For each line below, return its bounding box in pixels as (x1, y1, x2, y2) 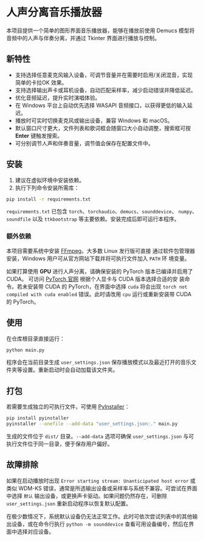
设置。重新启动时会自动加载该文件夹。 (22, 366, 118, 374)
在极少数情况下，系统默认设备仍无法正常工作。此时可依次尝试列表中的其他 (6, 512, 192, 520)
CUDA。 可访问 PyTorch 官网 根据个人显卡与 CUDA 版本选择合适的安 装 (6, 275, 185, 283)
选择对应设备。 (16, 528, 55, 535)
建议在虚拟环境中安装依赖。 (15, 176, 85, 184)
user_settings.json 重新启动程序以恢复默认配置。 (6, 500, 132, 507)
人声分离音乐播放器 (6, 5, 103, 19)
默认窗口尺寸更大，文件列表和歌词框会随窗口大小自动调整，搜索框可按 (15, 124, 191, 131)
